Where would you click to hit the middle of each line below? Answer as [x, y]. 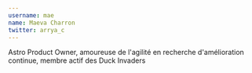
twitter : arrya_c [37, 30]
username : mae [31, 15]
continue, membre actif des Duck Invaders [77, 60]
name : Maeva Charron [42, 23]
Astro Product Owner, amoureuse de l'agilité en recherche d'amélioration [126, 53]
